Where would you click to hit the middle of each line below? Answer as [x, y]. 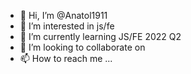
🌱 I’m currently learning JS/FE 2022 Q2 [100, 36]
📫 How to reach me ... [66, 58]
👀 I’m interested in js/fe [67, 26]
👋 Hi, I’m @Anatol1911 [63, 15]
